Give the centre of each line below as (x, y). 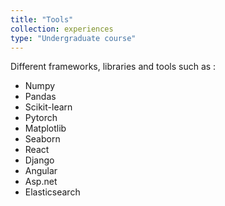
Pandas (40, 97)
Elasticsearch (52, 192)
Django (39, 160)
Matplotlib (45, 128)
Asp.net (41, 182)
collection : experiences (62, 29)
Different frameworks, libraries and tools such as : (113, 67)
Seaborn (42, 139)
